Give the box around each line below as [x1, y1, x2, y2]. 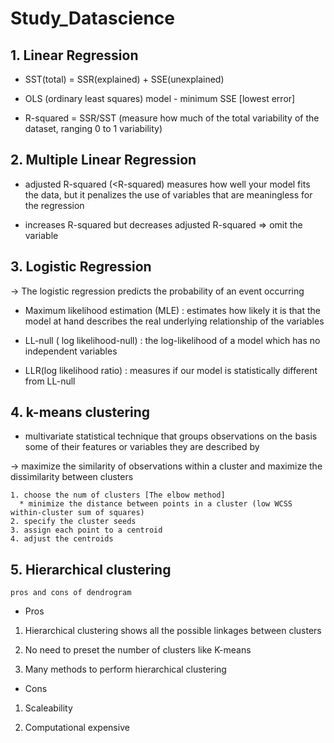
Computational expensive [24, 722, 130, 734]
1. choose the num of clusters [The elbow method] [10, 490, 226, 501]
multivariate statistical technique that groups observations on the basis [24, 430, 318, 442]
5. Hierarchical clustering [10, 561, 172, 578]
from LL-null [24, 375, 76, 387]
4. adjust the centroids [10, 534, 114, 544]
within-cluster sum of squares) [10, 508, 145, 518]
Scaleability [24, 702, 73, 714]
